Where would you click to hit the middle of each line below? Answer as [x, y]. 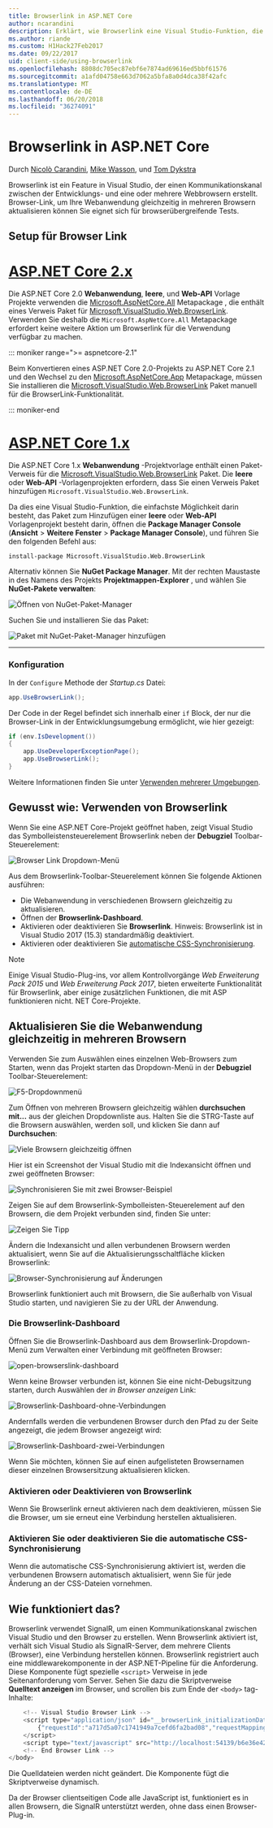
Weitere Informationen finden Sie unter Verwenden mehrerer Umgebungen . [134, 782]
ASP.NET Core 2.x [71, 271]
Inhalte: [21, 1698]
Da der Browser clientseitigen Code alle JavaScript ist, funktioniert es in [129, 1798]
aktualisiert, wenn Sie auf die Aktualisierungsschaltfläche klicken [117, 1254]
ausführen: [26, 884]
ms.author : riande [39, 39]
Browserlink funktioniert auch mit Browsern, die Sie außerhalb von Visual [130, 1293]
